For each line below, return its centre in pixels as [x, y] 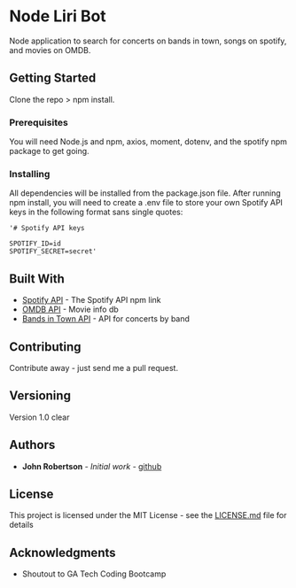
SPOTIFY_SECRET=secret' [53, 251]
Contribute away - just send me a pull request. [94, 367]
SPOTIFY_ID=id [35, 244]
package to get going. [50, 151]
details [21, 525]
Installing [30, 174]
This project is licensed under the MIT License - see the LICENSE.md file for [148, 515]
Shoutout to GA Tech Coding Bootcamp [94, 574]
